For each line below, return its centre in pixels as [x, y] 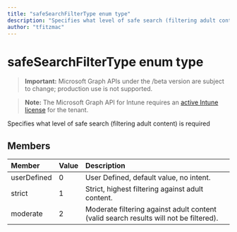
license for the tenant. [56, 110]
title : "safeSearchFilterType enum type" [69, 14]
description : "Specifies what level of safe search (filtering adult [112, 20]
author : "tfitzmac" [36, 27]
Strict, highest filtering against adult [144, 189]
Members [29, 146]
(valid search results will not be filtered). [152, 218]
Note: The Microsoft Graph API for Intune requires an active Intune [121, 102]
